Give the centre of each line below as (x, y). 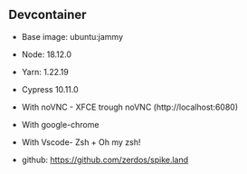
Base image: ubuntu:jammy (72, 36)
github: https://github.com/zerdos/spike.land (105, 159)
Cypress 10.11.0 (50, 89)
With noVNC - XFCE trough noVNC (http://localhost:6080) (130, 107)
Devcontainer (47, 15)
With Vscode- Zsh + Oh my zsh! (81, 142)
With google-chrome (60, 124)
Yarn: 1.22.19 (45, 72)
